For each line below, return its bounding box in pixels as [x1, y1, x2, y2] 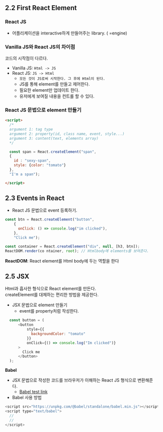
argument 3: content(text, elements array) [9, 136, 98, 141]
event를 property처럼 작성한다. [19, 308, 79, 314]
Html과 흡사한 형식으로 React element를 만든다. [5, 286, 96, 292]
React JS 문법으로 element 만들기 [5, 106, 81, 113]
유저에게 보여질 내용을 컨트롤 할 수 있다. [19, 93, 95, 99]
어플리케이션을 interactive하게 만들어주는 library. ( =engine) [12, 30, 128, 36]
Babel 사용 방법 [12, 395, 42, 400]
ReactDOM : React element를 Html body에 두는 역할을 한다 [5, 258, 119, 264]
